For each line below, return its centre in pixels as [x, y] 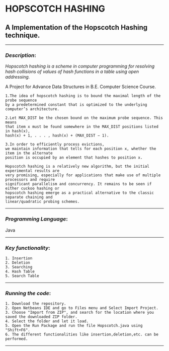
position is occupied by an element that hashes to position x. [74, 158]
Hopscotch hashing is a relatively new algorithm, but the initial [77, 167]
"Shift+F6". [18, 330]
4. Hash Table [20, 271]
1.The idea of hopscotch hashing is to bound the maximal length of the [83, 96]
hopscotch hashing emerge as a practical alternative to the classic [80, 193]
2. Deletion [18, 262]
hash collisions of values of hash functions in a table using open [72, 72]
